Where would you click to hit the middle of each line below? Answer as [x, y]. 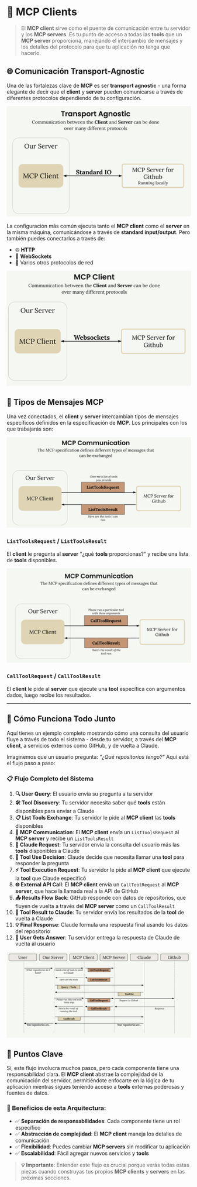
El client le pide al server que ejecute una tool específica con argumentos [96, 689]
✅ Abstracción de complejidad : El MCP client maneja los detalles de [98, 1134]
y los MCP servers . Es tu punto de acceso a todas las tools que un [101, 34]
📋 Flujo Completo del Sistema [50, 779]
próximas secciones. [46, 1178]
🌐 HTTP [25, 250]
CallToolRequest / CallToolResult [54, 676]
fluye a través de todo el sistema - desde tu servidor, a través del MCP [92, 739]
